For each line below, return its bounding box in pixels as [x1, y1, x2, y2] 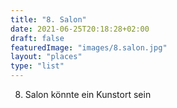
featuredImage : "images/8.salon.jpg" [10, 42, 168, 53]
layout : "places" [10, 52, 83, 62]
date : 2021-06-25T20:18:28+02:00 [10, 24, 150, 34]
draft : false [10, 33, 65, 43]
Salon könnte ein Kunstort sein [24, 89, 152, 100]
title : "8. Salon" [10, 14, 87, 25]
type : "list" [10, 61, 65, 71]
